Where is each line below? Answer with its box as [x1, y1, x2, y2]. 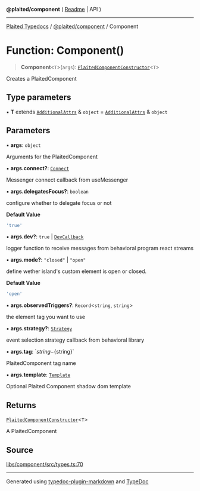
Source [6, 445, 34, 455]
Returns [6, 400, 37, 410]
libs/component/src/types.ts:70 [6, 461, 83, 468]
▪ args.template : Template [6, 371, 71, 379]
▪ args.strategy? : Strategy [6, 325, 73, 332]
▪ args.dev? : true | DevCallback [6, 233, 84, 240]
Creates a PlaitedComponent [6, 75, 77, 82]
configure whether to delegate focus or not [6, 199, 112, 206]
